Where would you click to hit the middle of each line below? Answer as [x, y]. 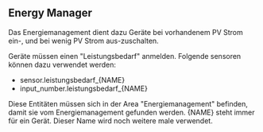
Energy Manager [50, 13]
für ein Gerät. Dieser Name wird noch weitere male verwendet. [110, 120]
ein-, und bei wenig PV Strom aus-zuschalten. [83, 41]
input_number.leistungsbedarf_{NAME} [84, 88]
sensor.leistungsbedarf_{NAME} [72, 80]
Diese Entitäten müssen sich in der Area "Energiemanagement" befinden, [128, 103]
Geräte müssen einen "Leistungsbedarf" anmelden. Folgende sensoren [125, 56]
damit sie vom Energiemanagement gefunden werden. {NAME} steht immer [132, 112]
